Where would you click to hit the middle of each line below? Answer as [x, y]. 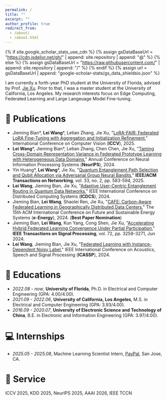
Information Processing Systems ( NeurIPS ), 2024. [64, 164]
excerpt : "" [17, 19]
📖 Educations [33, 275]
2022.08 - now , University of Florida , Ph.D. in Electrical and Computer [85, 289]
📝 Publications [36, 119]
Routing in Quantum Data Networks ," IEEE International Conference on [84, 191]
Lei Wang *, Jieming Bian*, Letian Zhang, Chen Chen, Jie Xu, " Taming [83, 148]
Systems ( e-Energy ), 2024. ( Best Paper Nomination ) [67, 217]
